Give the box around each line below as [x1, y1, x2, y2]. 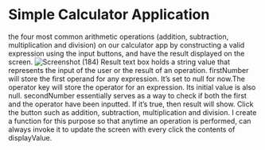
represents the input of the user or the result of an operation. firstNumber [8, 65, 249, 75]
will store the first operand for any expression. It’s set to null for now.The [8, 74, 245, 83]
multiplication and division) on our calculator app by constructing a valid [8, 40, 245, 49]
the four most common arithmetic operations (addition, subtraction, [8, 32, 229, 41]
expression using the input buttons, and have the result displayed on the [8, 48, 245, 58]
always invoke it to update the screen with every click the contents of [8, 125, 236, 134]
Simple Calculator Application [8, 6, 210, 24]
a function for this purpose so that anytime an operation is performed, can [8, 116, 251, 125]
